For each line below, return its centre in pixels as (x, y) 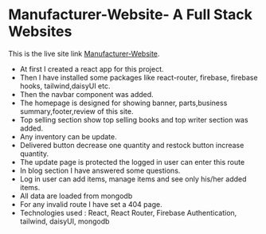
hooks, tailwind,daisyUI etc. (65, 86)
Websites (40, 31)
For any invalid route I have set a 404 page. (91, 204)
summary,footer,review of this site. (76, 111)
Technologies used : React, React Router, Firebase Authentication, (128, 213)
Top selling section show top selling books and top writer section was (134, 119)
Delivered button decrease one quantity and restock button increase (132, 145)
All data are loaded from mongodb (76, 196)
